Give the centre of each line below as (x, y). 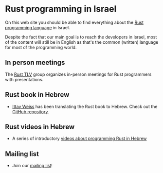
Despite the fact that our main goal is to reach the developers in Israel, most (81, 37)
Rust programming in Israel (61, 9)
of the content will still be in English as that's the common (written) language (82, 42)
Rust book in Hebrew (37, 95)
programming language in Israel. (37, 27)
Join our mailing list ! (32, 166)
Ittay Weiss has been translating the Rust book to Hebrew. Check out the (85, 106)
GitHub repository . (30, 112)
